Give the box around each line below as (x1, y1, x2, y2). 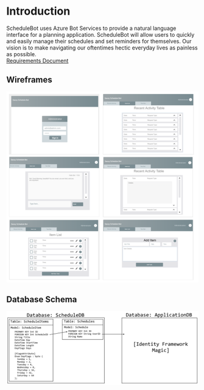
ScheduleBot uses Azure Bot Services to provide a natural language (6, 24, 177, 32)
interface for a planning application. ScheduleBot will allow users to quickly (6, 31, 195, 38)
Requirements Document (6, 57, 69, 64)
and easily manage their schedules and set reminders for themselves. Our (6, 37, 192, 45)
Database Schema (6, 295, 77, 305)
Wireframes (6, 75, 53, 85)
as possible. (6, 50, 37, 57)
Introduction (6, 4, 71, 18)
